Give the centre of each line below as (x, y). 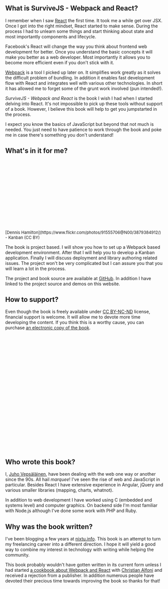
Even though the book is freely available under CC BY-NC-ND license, (78, 312)
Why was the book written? (49, 527)
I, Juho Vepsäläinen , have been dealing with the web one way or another (80, 474)
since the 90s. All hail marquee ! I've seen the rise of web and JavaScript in (82, 479)
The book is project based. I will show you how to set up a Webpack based (83, 247)
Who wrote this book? (40, 462)
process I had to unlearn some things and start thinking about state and (79, 31)
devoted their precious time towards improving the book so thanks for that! (83, 581)
